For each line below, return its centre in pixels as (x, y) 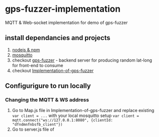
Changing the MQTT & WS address (47, 100)
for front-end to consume (38, 65)
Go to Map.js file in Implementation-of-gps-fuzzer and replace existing (83, 111)
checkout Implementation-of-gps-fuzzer (53, 70)
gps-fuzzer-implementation (63, 9)
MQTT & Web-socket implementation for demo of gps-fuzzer (66, 23)
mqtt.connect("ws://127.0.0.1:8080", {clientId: (62, 120)
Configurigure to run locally (48, 86)
